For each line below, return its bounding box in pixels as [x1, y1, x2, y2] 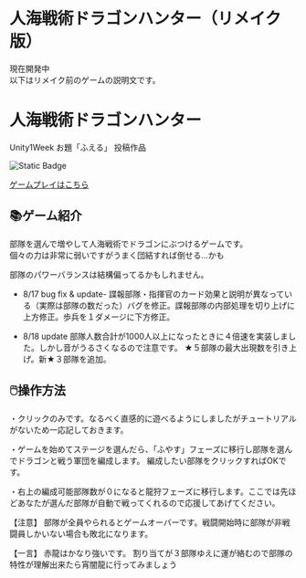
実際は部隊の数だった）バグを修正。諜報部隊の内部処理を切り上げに [38, 300, 295, 310]
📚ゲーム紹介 [9, 208, 82, 224]
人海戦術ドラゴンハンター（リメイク [9, 8, 281, 29]
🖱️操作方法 [9, 383, 67, 398]
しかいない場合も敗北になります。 [25, 528, 153, 539]
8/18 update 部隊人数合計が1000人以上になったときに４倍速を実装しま [22, 331, 289, 342]
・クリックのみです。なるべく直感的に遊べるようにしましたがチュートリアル [9, 413, 297, 424]
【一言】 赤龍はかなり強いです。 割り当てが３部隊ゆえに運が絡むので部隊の [9, 547, 294, 558]
